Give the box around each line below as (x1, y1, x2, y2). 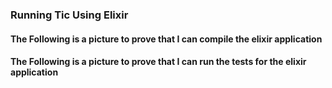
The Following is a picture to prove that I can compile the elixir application (10, 33, 323, 45)
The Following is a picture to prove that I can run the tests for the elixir (10, 56, 307, 68)
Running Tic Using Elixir (10, 8, 129, 22)
